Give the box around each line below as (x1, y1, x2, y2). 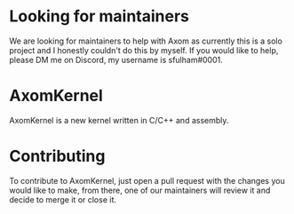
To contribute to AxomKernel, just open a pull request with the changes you (9, 175, 286, 186)
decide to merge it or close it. (9, 194, 117, 205)
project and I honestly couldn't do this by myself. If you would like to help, (9, 44, 279, 55)
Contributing (9, 147, 106, 166)
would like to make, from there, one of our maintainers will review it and (9, 185, 271, 195)
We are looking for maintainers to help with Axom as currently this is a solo (9, 36, 282, 46)
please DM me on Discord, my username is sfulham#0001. (9, 54, 224, 65)
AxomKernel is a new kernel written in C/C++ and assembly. (9, 115, 229, 125)
